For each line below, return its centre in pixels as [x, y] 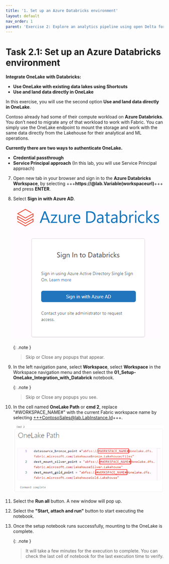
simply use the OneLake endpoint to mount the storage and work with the [81, 128]
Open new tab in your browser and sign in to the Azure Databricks [82, 178]
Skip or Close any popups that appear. [65, 357]
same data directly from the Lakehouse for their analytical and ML [74, 133]
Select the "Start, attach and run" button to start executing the [78, 511]
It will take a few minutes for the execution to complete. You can [92, 551]
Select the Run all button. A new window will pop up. [67, 501]
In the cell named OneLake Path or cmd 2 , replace [65, 407]
